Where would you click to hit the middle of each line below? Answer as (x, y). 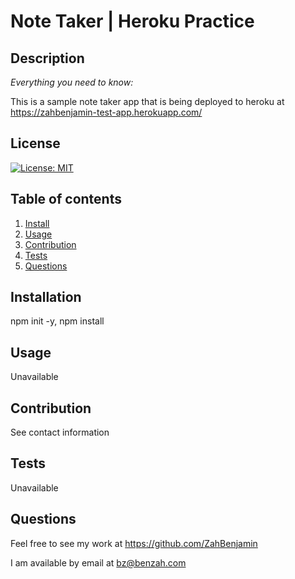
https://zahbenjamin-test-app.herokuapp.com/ (106, 112)
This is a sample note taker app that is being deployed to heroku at (147, 101)
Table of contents (66, 199)
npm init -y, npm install (57, 321)
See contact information (60, 432)
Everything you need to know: (72, 82)
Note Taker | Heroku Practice (132, 21)
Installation (46, 297)
